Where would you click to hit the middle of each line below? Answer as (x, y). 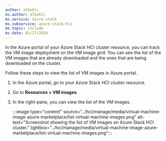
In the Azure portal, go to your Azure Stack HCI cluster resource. (79, 82)
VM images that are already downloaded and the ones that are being (76, 58)
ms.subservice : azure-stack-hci (39, 24)
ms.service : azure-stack (31, 19)
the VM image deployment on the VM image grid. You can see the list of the (83, 52)
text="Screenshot (30, 122)
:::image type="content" (37, 111)
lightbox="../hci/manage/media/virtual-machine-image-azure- (94, 127)
